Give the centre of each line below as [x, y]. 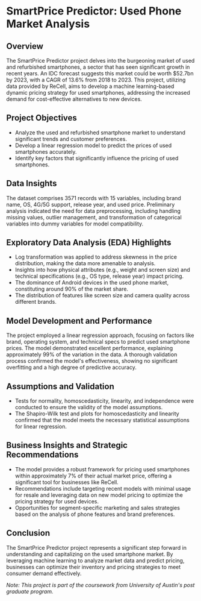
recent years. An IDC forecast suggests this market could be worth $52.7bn [100, 73]
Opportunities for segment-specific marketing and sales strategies [97, 508]
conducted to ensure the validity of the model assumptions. [89, 407]
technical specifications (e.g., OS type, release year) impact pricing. [99, 276]
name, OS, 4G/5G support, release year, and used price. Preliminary [91, 204]
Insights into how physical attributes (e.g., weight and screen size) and [103, 270]
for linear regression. [41, 427]
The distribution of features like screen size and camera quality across [102, 295]
